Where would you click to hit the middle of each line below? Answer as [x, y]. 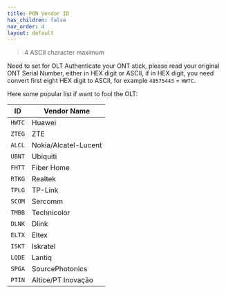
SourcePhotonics [59, 269]
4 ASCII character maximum [64, 53]
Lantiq [42, 258]
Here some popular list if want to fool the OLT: [73, 94]
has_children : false [37, 20]
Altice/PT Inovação [62, 280]
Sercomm [47, 201]
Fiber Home [51, 168]
